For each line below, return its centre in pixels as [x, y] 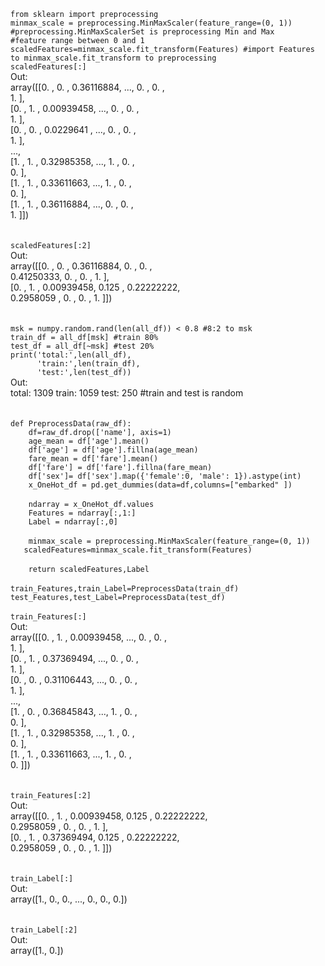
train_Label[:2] [44, 930]
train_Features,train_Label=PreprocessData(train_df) [125, 589]
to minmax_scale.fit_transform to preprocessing [113, 58]
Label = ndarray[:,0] [73, 522]
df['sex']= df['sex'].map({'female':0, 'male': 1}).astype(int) [165, 476]
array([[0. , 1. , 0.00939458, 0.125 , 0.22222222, [109, 816]
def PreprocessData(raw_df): [71, 424]
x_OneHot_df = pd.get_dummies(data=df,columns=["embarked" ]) [160, 485]
